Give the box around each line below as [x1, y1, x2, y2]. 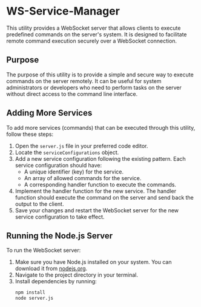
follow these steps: [6, 130, 53, 138]
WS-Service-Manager [6, 4, 120, 18]
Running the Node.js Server [6, 231, 113, 241]
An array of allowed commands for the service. [24, 174, 142, 181]
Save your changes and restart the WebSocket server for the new [15, 206, 179, 214]
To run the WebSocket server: [6, 247, 81, 254]
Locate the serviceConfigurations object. [15, 149, 119, 156]
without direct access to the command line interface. [6, 90, 138, 98]
